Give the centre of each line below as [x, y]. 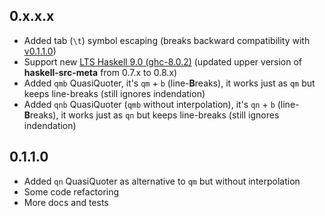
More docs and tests [66, 202]
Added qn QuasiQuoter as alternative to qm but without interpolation [162, 181]
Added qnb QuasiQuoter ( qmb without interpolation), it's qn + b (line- [161, 104]
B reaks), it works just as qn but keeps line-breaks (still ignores [151, 115]
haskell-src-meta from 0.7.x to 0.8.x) [100, 72]
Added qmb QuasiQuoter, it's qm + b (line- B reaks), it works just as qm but [169, 83]
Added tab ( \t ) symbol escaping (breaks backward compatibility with [167, 40]
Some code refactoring [71, 191]
